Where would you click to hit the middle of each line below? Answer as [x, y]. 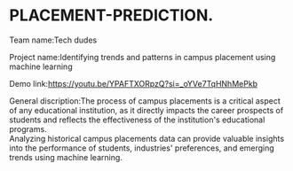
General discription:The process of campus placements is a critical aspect [145, 101]
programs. [28, 128]
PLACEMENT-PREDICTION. [111, 16]
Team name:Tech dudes [53, 40]
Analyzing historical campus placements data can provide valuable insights [147, 138]
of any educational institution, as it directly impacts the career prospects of [146, 110]
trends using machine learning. [66, 157]
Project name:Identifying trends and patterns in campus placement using [143, 57]
